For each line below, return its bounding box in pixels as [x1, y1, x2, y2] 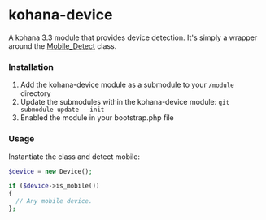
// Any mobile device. [15, 197, 93, 205]
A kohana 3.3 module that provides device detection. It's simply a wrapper [8, 32, 258, 42]
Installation [8, 61, 55, 72]
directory [20, 88, 51, 98]
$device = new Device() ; [8, 167, 93, 175]
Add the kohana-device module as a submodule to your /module [20, 80, 234, 90]
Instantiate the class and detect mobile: [8, 152, 141, 162]
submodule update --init [20, 106, 105, 114]
